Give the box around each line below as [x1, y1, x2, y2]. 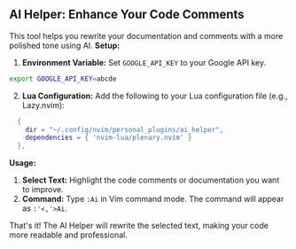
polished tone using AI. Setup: [9, 40, 121, 51]
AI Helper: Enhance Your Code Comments [9, 7, 245, 22]
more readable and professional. [9, 230, 129, 240]
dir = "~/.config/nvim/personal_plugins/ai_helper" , [25, 125, 224, 134]
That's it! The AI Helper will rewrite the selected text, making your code [9, 221, 269, 231]
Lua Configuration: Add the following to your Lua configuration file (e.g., [21, 90, 288, 101]
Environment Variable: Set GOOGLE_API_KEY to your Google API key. [21, 57, 267, 67]
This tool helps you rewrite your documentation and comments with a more [9, 30, 284, 41]
